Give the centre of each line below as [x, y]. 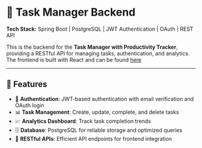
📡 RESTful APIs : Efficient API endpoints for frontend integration [93, 138]
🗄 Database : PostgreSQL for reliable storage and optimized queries [99, 130]
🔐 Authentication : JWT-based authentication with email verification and [104, 99]
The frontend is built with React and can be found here [74, 60]
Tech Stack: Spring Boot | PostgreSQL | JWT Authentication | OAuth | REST [100, 29]
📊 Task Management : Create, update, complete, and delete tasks [97, 112]
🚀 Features [27, 85]
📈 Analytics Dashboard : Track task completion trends [83, 121]
